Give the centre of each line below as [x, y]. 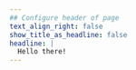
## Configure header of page [64, 18]
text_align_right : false [56, 26]
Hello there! [42, 52]
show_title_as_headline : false [68, 35]
